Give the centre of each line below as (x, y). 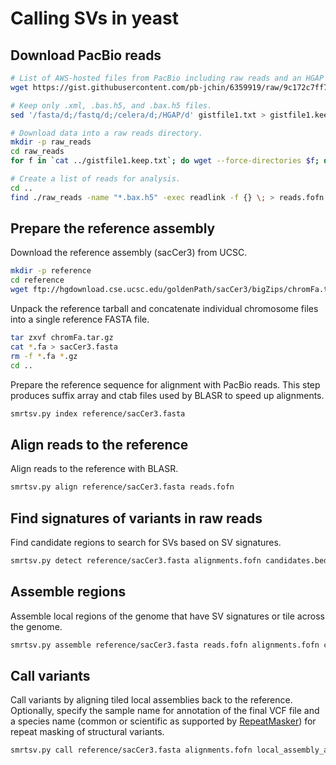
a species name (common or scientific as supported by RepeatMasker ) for (163, 721)
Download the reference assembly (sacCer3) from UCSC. (129, 253)
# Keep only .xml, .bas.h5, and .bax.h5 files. (111, 105)
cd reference (37, 280)
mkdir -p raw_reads (51, 142)
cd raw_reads (37, 152)
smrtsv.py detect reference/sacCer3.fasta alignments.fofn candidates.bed (169, 560)
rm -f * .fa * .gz (44, 356)
